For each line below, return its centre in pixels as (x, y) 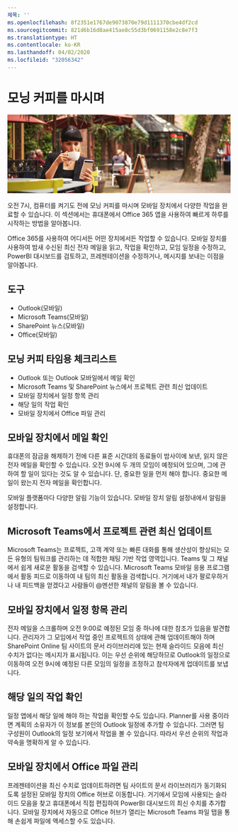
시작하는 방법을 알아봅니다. (44, 223)
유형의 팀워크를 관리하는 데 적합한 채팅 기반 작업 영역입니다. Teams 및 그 (115, 558)
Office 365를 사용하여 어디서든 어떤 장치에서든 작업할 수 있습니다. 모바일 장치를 (117, 238)
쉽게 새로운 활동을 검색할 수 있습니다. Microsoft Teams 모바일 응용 (113, 568)
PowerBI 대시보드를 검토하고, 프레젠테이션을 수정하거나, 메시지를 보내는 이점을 (116, 256)
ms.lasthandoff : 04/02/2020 (49, 53)
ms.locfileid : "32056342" (45, 60)
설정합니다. (23, 507)
